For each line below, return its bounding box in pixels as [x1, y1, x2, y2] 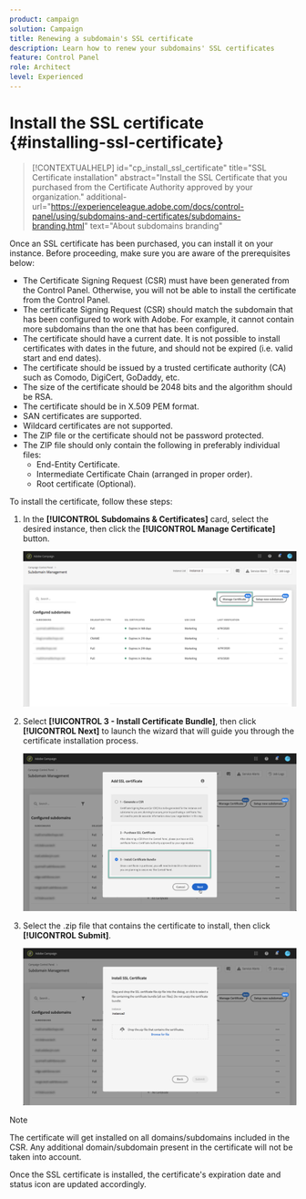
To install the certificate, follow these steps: [9, 496, 173, 507]
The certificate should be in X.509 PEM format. [22, 401, 199, 412]
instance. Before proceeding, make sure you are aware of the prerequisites [9, 247, 291, 259]
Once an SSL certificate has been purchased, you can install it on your [9, 238, 274, 249]
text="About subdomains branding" [89, 220, 223, 231]
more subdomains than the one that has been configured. [22, 323, 240, 334]
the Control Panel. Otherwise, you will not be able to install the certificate [22, 284, 297, 295]
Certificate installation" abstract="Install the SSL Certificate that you [31, 171, 288, 182]
